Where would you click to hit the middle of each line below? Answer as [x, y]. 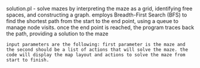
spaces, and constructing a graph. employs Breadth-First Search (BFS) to [97, 15]
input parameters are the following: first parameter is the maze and [96, 44]
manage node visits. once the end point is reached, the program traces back [100, 27]
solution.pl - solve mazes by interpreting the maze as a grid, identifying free [99, 9]
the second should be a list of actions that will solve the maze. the [97, 50]
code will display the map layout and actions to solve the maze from [96, 55]
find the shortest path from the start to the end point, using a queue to [93, 21]
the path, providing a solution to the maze [57, 34]
